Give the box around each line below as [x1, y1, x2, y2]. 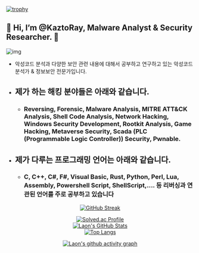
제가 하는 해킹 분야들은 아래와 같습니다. [14, 87, 150, 97]
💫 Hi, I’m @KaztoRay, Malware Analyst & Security [6, 23, 192, 33]
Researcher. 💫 [6, 32, 60, 42]
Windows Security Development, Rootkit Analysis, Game [23, 120, 192, 128]
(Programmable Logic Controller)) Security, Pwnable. [23, 135, 181, 143]
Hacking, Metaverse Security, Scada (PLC [23, 127, 148, 136]
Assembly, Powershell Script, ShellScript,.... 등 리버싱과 [23, 182, 186, 190]
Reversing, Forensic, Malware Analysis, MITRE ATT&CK [23, 105, 188, 113]
